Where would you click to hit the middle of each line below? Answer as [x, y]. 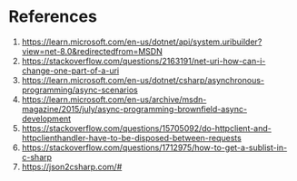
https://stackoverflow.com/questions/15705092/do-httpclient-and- [146, 128]
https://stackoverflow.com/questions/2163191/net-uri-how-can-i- [144, 61]
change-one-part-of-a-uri [70, 71]
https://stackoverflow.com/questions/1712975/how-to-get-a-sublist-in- [154, 148]
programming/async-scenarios [79, 90]
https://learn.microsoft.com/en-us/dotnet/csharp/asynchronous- [143, 80]
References [53, 17]
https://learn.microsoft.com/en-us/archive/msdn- [114, 99]
